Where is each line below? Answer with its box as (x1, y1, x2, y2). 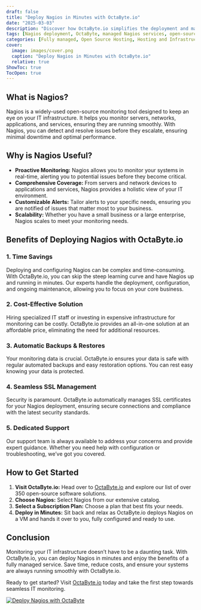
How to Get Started (6, 468, 79, 478)
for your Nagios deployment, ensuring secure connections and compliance (6, 402, 191, 410)
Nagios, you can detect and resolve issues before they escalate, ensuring (6, 127, 187, 135)
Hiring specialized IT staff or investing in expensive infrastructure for (6, 313, 175, 321)
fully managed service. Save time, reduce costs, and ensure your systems (6, 561, 188, 568)
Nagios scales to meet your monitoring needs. (14, 217, 129, 224)
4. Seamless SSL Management (6, 383, 97, 391)
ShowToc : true (6, 64, 42, 71)
